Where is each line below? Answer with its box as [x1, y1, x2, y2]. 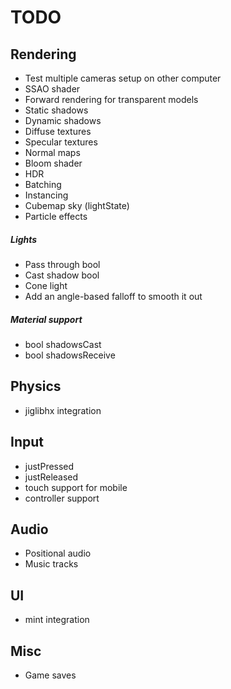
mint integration [24, 614, 90, 626]
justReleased [24, 471, 79, 483]
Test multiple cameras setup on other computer [24, 72, 222, 84]
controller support [24, 492, 100, 504]
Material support [10, 313, 83, 325]
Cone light [24, 279, 68, 291]
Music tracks [24, 558, 79, 570]
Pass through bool [24, 258, 101, 270]
